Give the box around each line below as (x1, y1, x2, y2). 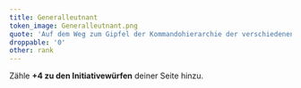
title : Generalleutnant (9, 12, 99, 22)
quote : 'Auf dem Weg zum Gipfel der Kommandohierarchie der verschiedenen (9, 29, 295, 38)
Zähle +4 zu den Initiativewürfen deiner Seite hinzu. (9, 70, 204, 81)
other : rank (9, 46, 54, 55)
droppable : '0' (9, 37, 66, 47)
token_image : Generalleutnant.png (9, 21, 139, 30)
